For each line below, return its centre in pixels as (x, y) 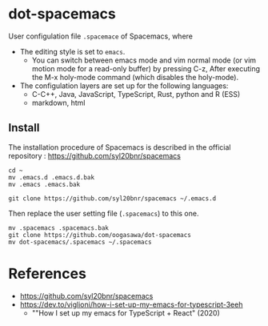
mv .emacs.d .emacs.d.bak (51, 177)
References (47, 274)
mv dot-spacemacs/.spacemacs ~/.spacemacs (80, 242)
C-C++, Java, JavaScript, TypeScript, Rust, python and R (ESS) (136, 94)
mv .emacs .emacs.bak (44, 184)
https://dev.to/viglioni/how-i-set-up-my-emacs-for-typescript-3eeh (131, 304)
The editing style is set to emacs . (72, 51)
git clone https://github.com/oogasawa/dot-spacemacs (100, 235)
